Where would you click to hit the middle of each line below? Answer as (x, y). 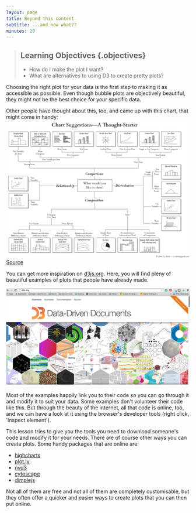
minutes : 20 (20, 31)
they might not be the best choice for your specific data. (74, 100)
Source (15, 262)
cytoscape (27, 474)
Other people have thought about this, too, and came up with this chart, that (97, 111)
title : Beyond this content (40, 18)
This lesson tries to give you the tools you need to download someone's (92, 432)
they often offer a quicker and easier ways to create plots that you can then (97, 498)
